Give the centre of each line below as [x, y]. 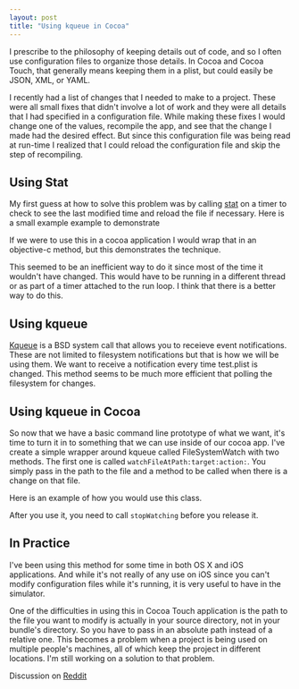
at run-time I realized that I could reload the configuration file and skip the [145, 145]
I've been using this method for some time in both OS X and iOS [126, 565]
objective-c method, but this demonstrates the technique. [115, 250]
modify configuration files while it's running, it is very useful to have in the [145, 583]
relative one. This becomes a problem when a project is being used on [138, 639]
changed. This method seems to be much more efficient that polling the [141, 374]
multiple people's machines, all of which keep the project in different [135, 649]
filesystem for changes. [53, 383]
